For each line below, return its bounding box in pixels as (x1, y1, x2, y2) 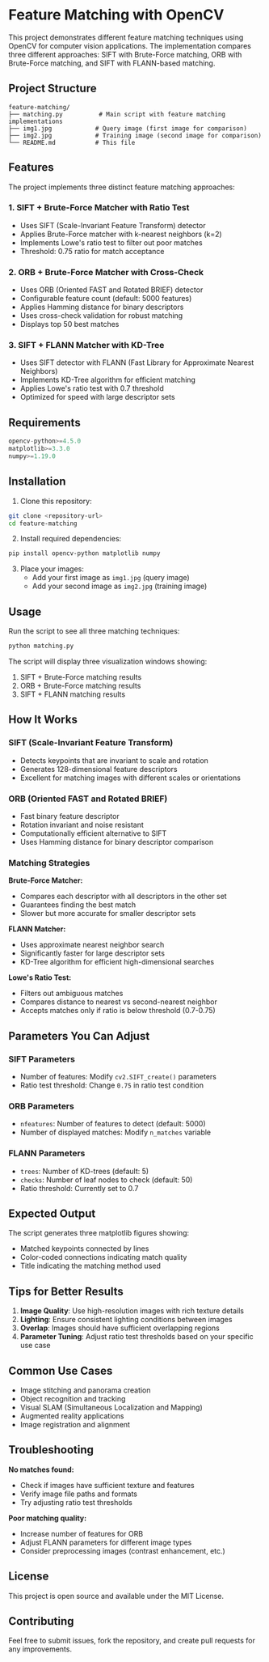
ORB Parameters (8, 1100, 74, 1112)
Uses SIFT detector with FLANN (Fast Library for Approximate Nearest (19, 358, 254, 367)
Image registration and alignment (19, 1420, 131, 1430)
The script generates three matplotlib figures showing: (8, 1228, 190, 1238)
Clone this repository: (19, 496, 92, 506)
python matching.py (8, 642, 74, 651)
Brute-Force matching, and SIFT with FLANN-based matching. (8, 58, 216, 68)
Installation (8, 475, 66, 489)
